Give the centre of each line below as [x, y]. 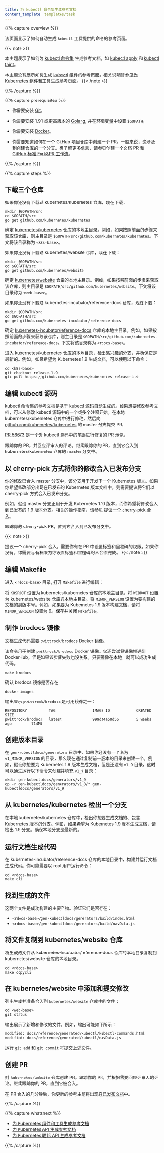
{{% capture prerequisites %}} [36, 100]
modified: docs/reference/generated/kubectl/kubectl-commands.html [75, 1034]
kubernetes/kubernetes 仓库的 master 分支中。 [52, 451]
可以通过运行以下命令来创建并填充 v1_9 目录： [51, 771]
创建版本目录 [24, 739]
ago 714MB [24, 724]
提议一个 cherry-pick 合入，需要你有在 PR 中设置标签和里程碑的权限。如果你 [82, 546]
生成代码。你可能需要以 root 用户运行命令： [49, 865]
